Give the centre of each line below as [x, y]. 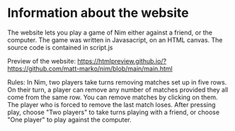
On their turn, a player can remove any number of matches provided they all [118, 89]
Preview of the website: [42, 61]
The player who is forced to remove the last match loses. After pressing [111, 104]
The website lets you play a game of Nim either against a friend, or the [110, 32]
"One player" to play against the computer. [70, 119]
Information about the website [98, 13]
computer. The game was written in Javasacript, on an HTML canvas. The [115, 39]
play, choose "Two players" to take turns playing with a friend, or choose [114, 112]
